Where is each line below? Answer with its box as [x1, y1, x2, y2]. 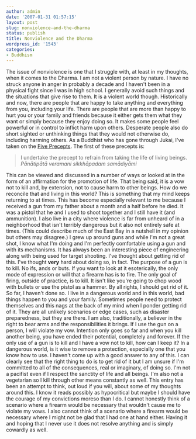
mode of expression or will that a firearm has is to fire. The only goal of [6, 271, 177, 278]
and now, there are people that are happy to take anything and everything [6, 99, 183, 106]
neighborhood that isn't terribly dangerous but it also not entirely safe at [6, 221, 180, 228]
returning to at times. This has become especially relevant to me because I [6, 196, 186, 203]
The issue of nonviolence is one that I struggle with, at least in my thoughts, [6, 68, 188, 75]
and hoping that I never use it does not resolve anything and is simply [6, 420, 174, 427]
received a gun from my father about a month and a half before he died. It [6, 202, 184, 209]
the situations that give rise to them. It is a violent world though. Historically [6, 93, 188, 100]
